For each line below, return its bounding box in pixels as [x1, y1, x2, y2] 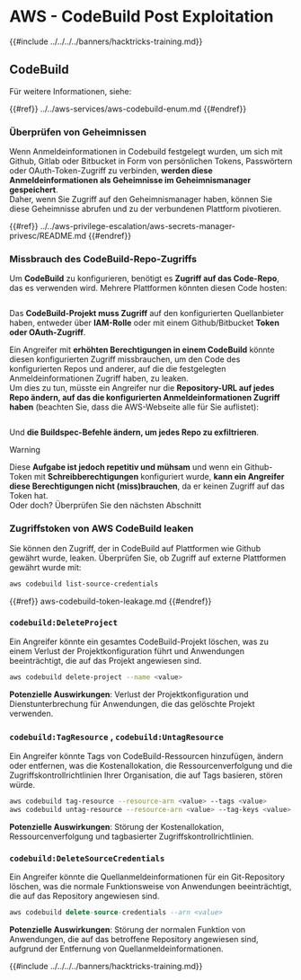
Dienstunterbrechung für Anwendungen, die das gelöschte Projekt [9, 698, 255, 709]
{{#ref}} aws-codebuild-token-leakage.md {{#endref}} [9, 596, 212, 606]
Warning [9, 445, 40, 455]
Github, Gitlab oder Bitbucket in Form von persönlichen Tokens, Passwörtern [9, 155, 293, 167]
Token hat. [9, 490, 49, 501]
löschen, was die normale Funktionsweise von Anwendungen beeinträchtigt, [9, 881, 292, 892]
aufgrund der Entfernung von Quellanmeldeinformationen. [9, 943, 224, 954]
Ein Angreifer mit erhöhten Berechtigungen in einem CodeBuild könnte [9, 344, 276, 356]
